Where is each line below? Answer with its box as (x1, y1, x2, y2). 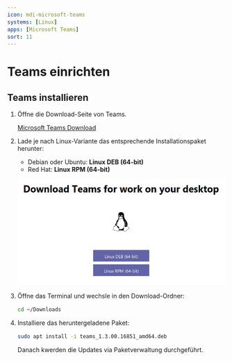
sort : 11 (7, 33, 33, 40)
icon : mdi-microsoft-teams (7, 11, 85, 18)
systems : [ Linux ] (7, 18, 58, 26)
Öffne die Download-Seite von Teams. (17, 110, 127, 118)
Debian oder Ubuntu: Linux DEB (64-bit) (27, 158, 144, 166)
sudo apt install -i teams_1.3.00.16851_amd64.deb (17, 332, 167, 340)
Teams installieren (7, 91, 89, 104)
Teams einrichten (7, 64, 110, 80)
